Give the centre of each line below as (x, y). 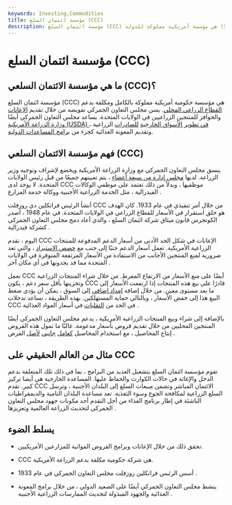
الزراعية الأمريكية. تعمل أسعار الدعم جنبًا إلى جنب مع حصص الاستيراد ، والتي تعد (110, 248)
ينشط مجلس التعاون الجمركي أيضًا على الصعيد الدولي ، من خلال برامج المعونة (117, 486)
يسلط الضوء (31, 430)
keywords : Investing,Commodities (56, 13)
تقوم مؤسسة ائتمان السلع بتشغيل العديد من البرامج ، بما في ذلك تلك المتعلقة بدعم (113, 371)
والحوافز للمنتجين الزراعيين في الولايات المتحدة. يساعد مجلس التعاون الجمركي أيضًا (114, 117)
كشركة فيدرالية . (29, 227)
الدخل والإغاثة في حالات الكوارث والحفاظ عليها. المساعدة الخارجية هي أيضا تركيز (111, 379)
